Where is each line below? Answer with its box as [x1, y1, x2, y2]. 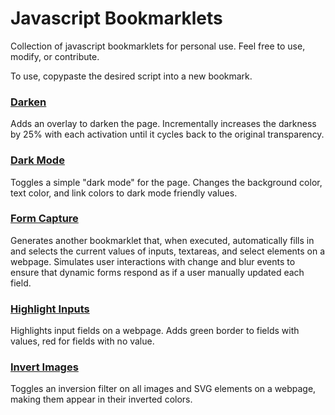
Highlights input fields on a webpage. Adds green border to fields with [10, 325, 300, 337]
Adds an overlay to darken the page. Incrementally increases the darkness [10, 118, 317, 130]
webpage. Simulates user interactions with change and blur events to [10, 255, 296, 267]
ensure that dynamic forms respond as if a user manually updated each [10, 266, 305, 278]
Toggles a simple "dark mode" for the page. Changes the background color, [10, 176, 323, 188]
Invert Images [10, 360, 79, 374]
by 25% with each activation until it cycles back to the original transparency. [10, 128, 325, 141]
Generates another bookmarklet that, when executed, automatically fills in [10, 234, 315, 246]
